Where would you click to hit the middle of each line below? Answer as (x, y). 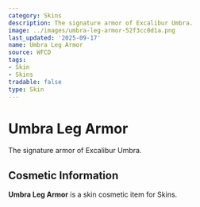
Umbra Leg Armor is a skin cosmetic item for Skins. (93, 194)
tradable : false (35, 82)
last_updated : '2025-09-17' (55, 38)
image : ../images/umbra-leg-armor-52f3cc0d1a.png (92, 30)
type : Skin (26, 89)
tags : (17, 60)
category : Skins (35, 15)
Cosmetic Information (63, 175)
